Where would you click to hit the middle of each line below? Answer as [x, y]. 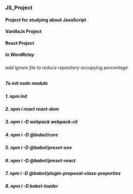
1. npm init [16, 96]
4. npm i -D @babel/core [32, 134]
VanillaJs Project [23, 32]
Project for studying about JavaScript [46, 20]
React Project [20, 43]
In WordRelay [20, 54]
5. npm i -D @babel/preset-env [39, 148]
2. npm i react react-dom [32, 109]
